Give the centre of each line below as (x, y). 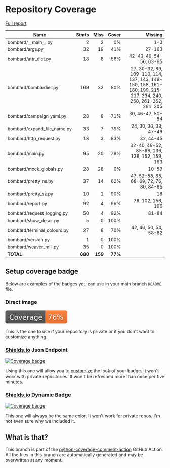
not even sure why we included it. (40, 421)
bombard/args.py (26, 49)
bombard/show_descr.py (33, 220)
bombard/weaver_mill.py (33, 247)
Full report (16, 23)
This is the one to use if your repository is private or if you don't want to (80, 331)
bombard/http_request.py (34, 139)
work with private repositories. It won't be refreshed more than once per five (85, 376)
